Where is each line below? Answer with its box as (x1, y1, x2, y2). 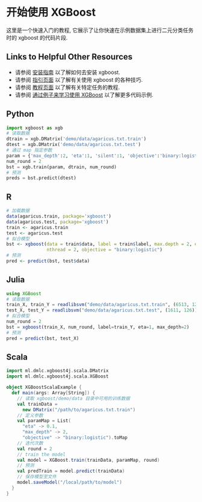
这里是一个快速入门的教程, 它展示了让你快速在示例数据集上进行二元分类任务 (6, 26, 194, 34)
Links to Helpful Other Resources (6, 52, 133, 62)
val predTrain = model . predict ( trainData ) (17, 468, 125, 474)
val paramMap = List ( (17, 418, 71, 424)
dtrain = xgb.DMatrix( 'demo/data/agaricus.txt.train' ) (6, 136, 147, 142)
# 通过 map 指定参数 (6, 147, 52, 153)
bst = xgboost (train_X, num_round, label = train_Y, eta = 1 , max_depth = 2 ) (6, 324, 189, 330)
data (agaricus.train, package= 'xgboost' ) (6, 213, 112, 219)
